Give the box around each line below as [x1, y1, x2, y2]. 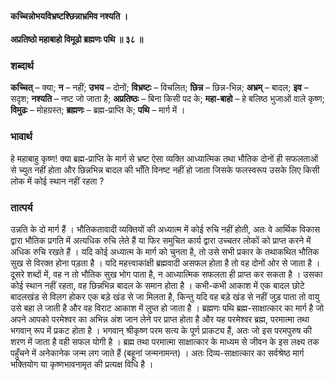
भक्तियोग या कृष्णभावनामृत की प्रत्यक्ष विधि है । [10, 358, 154, 371]
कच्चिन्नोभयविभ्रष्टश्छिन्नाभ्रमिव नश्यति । [10, 10, 129, 22]
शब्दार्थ [10, 59, 34, 73]
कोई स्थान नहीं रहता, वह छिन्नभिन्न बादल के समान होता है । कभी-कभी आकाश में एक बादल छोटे [10, 280, 305, 292]
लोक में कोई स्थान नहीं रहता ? [10, 175, 105, 187]
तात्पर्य [10, 200, 33, 214]
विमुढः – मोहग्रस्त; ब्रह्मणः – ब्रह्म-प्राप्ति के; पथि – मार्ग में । [10, 104, 186, 116]
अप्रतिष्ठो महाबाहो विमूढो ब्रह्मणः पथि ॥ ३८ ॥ [10, 33, 144, 46]
